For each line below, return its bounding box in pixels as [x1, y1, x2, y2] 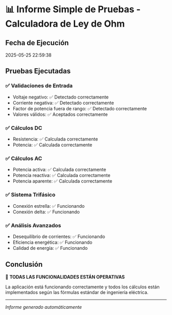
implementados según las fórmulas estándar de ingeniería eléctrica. [5, 289, 148, 295]
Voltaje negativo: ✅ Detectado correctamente [12, 94, 109, 100]
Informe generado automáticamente [5, 304, 82, 310]
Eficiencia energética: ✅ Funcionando [12, 239, 93, 245]
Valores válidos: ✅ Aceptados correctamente [12, 111, 108, 117]
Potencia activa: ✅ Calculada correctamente [12, 167, 106, 173]
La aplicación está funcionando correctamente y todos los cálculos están [5, 284, 160, 290]
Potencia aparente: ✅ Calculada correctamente [12, 178, 113, 184]
